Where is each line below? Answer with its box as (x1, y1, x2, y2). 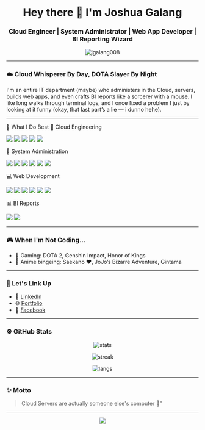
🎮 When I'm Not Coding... (6, 235, 86, 244)
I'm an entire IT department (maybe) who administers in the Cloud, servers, (6, 86, 195, 93)
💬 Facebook (15, 306, 46, 314)
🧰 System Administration (6, 148, 68, 155)
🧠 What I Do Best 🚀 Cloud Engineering (6, 123, 102, 131)
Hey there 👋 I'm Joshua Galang (23, 5, 182, 20)
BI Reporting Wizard (72, 35, 133, 43)
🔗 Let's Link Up (6, 279, 52, 287)
